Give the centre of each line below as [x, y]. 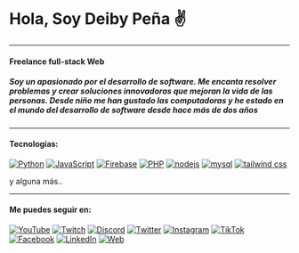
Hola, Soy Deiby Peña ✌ [98, 19]
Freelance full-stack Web [57, 61]
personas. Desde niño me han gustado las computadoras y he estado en [146, 101]
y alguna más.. [36, 181]
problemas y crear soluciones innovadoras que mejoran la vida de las [141, 91]
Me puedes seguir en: [50, 210]
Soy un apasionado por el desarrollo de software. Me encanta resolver [143, 82]
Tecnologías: [34, 144]
